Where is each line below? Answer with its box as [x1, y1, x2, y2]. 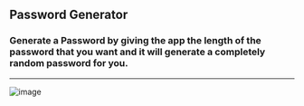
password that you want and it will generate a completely [9, 45, 266, 58]
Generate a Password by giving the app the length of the [9, 34, 262, 47]
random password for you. [9, 57, 128, 70]
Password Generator [9, 7, 128, 23]
